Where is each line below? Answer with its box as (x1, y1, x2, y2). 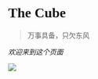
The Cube (8, 5, 67, 21)
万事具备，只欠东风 (27, 31, 90, 40)
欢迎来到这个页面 (8, 47, 64, 56)
